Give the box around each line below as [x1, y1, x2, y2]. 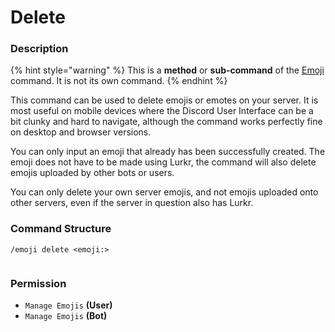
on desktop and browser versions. [10, 126, 152, 138]
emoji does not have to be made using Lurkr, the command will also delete [10, 156, 317, 168]
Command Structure [10, 222, 112, 236]
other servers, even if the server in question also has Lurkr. [10, 197, 254, 209]
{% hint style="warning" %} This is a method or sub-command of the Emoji [10, 64, 325, 76]
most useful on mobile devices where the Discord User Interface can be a [10, 105, 314, 117]
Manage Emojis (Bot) [24, 310, 108, 322]
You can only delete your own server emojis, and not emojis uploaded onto [10, 186, 319, 198]
